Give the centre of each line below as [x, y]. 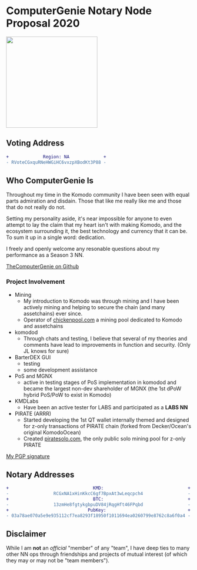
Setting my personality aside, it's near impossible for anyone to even [89, 218]
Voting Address [35, 143]
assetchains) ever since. [53, 313]
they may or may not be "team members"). [58, 561]
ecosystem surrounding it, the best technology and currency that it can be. [97, 231]
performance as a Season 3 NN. [45, 255]
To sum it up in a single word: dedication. [56, 237]
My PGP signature [28, 456]
